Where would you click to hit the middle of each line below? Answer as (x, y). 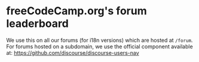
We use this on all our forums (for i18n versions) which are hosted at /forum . (99, 40)
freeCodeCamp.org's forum (77, 11)
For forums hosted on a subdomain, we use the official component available (99, 46)
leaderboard (37, 24)
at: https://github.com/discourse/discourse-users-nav (73, 52)
